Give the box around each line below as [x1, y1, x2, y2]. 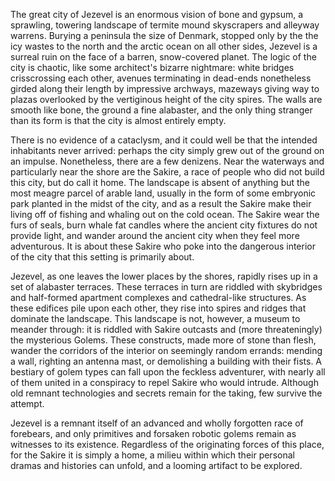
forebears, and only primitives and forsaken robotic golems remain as [10, 428, 297, 439]
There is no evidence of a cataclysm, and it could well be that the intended [10, 134, 318, 146]
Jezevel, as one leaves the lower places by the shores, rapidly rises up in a [10, 270, 318, 282]
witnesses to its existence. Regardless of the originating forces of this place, [10, 439, 325, 450]
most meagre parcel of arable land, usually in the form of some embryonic [10, 187, 317, 199]
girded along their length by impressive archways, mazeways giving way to [10, 83, 320, 94]
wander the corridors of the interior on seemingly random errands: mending [10, 345, 323, 356]
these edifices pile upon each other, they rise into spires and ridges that [10, 302, 307, 314]
